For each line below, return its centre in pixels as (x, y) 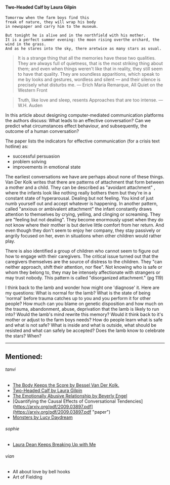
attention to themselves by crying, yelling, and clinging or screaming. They (83, 214)
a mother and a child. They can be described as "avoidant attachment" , (80, 187)
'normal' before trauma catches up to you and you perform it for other (78, 299)
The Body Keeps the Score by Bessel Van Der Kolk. (66, 385)
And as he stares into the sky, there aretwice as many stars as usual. (83, 49)
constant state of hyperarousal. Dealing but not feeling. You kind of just (79, 198)
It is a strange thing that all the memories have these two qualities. (87, 58)
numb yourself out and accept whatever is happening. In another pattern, (81, 204)
